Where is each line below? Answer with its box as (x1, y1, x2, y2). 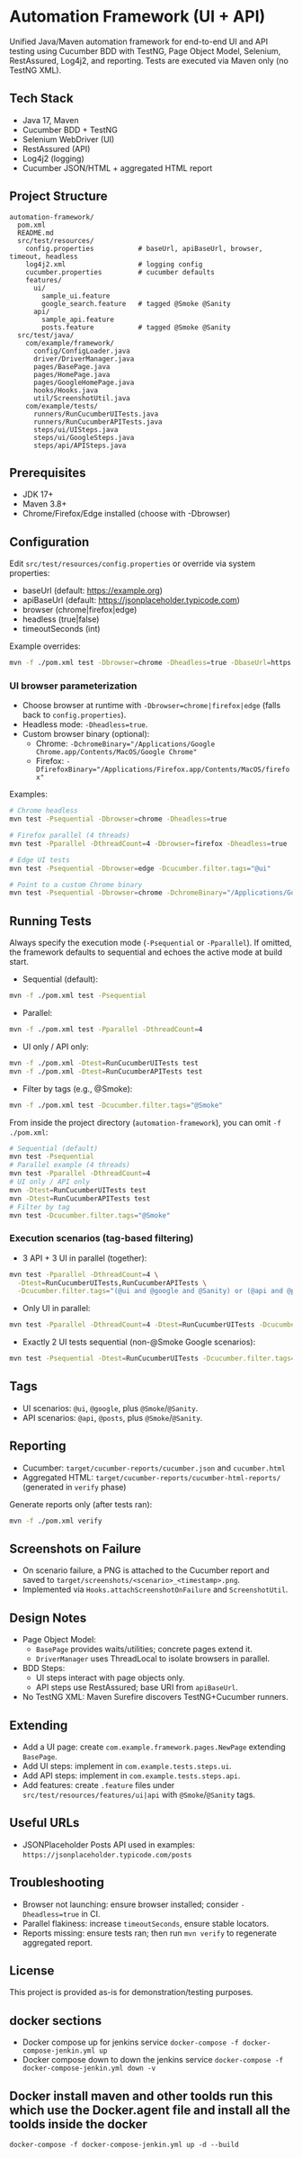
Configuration (9, 534, 90, 550)
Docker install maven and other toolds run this (9, 2088, 273, 2103)
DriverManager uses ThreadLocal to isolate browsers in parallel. (35, 1653, 271, 1664)
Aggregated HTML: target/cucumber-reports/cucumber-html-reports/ (22, 1471, 281, 1482)
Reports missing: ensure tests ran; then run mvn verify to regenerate (22, 1928, 277, 1938)
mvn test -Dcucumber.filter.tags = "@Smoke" (9, 1210, 171, 1220)
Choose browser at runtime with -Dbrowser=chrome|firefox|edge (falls (22, 700, 281, 711)
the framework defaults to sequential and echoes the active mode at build (9, 947, 283, 958)
